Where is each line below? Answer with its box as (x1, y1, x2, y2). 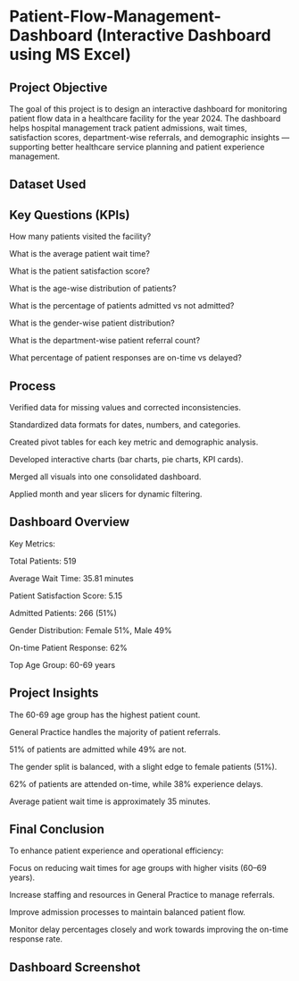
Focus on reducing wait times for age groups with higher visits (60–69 (9, 863, 267, 874)
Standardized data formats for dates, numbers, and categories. (9, 419, 241, 430)
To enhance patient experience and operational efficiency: (9, 845, 224, 856)
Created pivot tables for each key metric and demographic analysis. (9, 436, 259, 448)
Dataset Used (9, 177, 87, 192)
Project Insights (9, 686, 99, 701)
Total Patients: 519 (9, 555, 77, 566)
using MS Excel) (9, 45, 131, 64)
